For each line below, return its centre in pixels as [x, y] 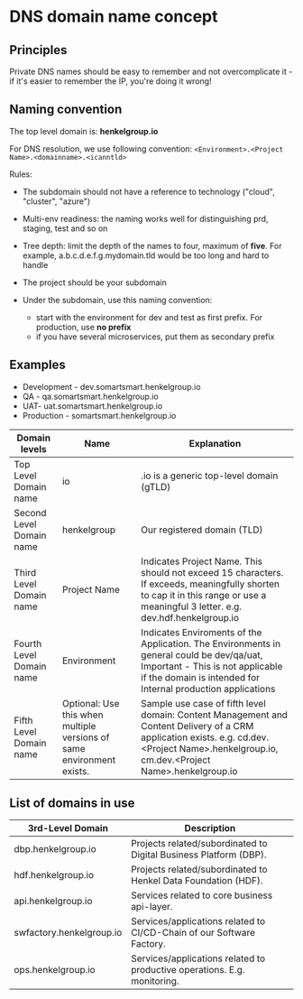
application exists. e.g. [188, 737]
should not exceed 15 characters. [212, 572]
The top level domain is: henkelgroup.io [84, 131]
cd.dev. [253, 737]
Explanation [215, 443]
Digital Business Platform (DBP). [199, 855]
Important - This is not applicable [212, 666]
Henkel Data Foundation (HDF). [197, 881]
